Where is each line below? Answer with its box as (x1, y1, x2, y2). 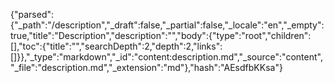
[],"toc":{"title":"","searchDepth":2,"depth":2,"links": (10, 40, 223, 52)
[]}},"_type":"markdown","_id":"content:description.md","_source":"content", (10, 51, 323, 63)
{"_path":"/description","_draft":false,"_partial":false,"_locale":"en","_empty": (10, 19, 325, 31)
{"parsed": (10, 9, 55, 20)
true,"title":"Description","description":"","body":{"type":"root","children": (10, 30, 312, 41)
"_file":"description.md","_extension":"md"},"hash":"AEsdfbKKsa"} (10, 62, 283, 73)
